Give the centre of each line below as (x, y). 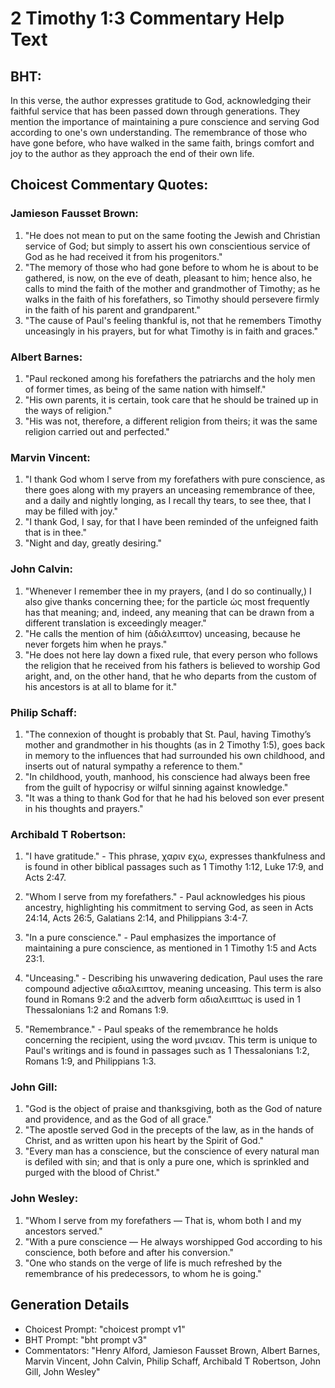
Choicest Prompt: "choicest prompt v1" (105, 1329)
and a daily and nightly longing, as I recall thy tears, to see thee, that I (168, 501)
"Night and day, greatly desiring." (93, 543)
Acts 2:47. (45, 878)
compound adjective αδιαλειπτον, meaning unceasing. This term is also (173, 989)
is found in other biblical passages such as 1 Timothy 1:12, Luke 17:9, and (174, 867)
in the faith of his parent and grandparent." (112, 309)
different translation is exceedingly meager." (115, 623)
